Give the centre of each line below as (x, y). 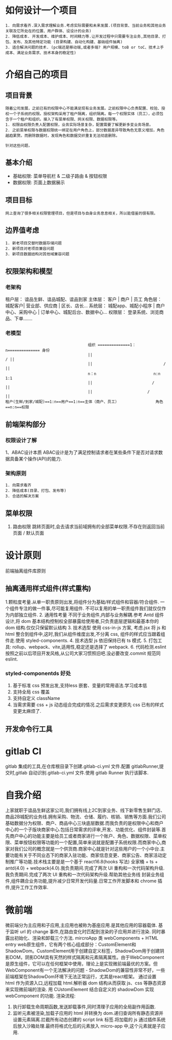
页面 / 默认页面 (28, 533)
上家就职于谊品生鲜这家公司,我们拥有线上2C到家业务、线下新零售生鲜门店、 (85, 810)
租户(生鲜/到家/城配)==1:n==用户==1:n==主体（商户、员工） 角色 (84, 402)
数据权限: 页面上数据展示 (39, 182)
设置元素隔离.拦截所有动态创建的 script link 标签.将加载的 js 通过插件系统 (89, 1019)
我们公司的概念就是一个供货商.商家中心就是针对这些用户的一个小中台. (87, 849)
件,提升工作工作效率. (27, 887)
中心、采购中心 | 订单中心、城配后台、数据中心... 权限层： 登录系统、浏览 (82, 312)
